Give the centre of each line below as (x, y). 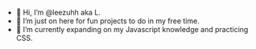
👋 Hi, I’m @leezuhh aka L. (58, 12)
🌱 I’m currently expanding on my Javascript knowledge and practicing (132, 29)
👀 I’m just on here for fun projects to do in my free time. (107, 21)
